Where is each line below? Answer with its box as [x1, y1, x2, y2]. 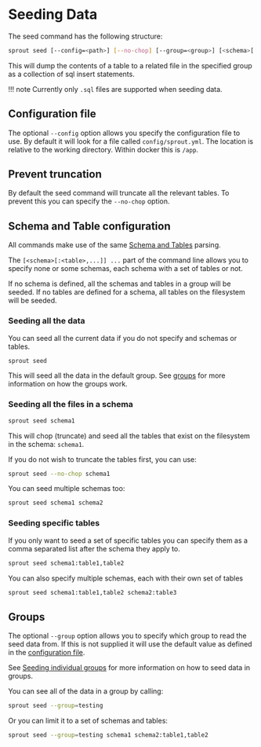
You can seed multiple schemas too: [8, 484, 125, 493]
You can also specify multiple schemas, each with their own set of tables [8, 573, 244, 583]
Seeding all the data [8, 316, 85, 327]
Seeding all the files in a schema [8, 399, 133, 410]
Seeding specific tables [8, 518, 100, 529]
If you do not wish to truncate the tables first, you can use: [8, 454, 198, 464]
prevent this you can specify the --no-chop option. [8, 196, 170, 206]
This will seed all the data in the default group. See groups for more [8, 371, 226, 380]
